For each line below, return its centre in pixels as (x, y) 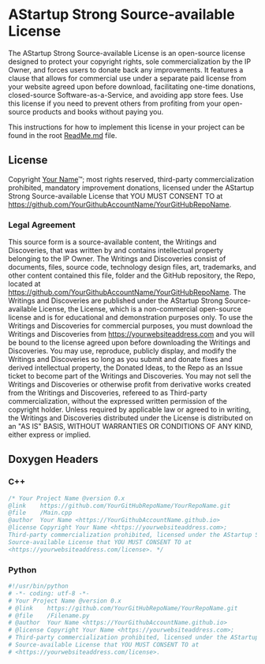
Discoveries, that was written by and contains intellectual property (116, 251)
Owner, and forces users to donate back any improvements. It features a (126, 69)
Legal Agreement (42, 225)
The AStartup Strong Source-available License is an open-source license (127, 53)
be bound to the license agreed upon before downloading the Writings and (129, 343)
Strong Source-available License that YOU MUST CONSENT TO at (116, 196)
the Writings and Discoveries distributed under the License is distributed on (131, 418)
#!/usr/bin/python (38, 586)
